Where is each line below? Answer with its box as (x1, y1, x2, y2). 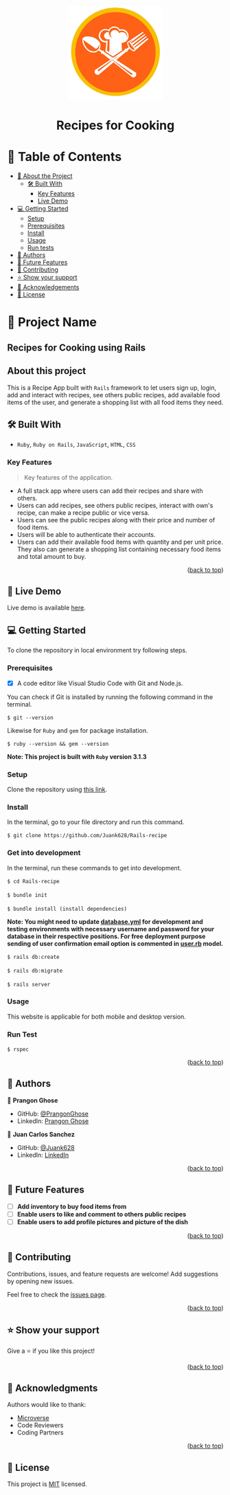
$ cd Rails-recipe (7, 878, 60, 885)
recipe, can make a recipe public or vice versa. (16, 508, 150, 517)
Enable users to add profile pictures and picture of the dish (16, 1217, 189, 1226)
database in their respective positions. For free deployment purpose (7, 932, 206, 940)
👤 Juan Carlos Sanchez (7, 1130, 76, 1138)
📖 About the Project (16, 172, 73, 180)
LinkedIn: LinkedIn (16, 1151, 69, 1159)
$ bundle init (7, 892, 48, 898)
